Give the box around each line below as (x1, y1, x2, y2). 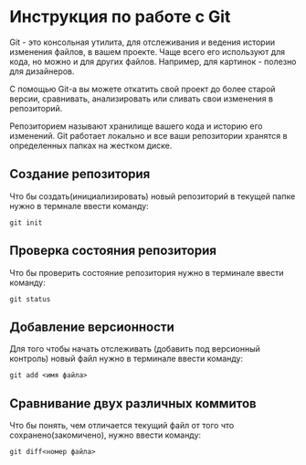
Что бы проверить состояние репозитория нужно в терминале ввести (9, 267, 285, 278)
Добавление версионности (9, 319, 175, 334)
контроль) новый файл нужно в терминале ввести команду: (9, 354, 244, 365)
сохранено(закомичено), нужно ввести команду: (9, 429, 202, 440)
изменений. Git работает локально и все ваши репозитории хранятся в (9, 130, 288, 141)
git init (9, 217, 43, 227)
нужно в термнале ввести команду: (9, 200, 149, 211)
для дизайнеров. (9, 66, 75, 77)
